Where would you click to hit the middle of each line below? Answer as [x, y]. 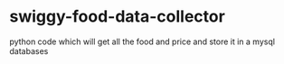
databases [29, 50]
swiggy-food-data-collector [118, 17]
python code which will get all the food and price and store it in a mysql [142, 41]
